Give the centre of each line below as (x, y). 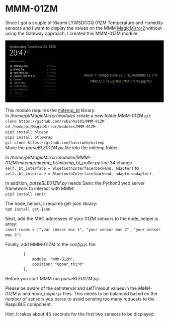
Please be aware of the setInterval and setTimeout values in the (71, 288)
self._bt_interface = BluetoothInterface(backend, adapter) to (72, 168)
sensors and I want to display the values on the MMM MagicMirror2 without (83, 28)
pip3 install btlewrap (29, 137)
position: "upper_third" (58, 264)
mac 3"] (13, 235)
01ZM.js (13, 293)
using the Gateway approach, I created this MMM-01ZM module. (72, 33)
